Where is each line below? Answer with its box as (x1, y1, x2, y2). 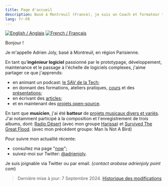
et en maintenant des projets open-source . (12, 101, 101, 107)
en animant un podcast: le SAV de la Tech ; (12, 79, 100, 85)
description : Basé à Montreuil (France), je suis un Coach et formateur (5, 12, 160, 17)
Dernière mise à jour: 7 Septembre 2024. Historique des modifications (17, 176, 162, 182)
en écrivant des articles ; (12, 95, 62, 101)
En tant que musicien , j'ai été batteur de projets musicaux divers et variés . (5, 110, 159, 116)
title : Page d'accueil (5, 7, 52, 12)
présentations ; (12, 90, 42, 96)
